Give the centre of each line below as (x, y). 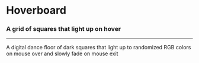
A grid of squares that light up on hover (64, 29)
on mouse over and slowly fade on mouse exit (62, 53)
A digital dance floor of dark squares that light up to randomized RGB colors (99, 48)
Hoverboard (36, 10)
